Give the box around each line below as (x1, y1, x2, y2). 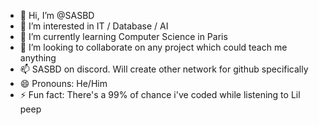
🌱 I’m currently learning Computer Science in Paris (19, 31, 228, 42)
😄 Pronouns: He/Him (19, 78, 108, 89)
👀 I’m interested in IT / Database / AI (19, 20, 169, 32)
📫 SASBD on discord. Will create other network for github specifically (19, 63, 309, 75)
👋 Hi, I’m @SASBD (19, 10, 95, 21)
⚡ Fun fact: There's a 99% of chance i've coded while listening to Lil (19, 89, 301, 100)
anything (19, 52, 57, 64)
